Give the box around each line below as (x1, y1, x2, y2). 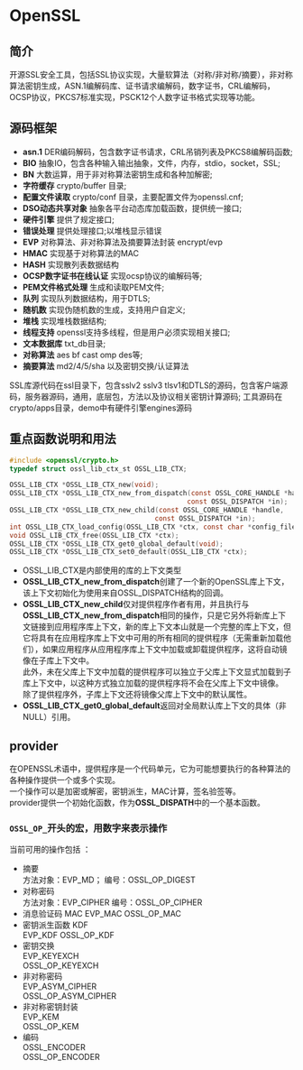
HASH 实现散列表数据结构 (22, 259, 120, 270)
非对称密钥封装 (22, 1001, 78, 1012)
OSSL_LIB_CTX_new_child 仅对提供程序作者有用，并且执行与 (22, 599, 250, 610)
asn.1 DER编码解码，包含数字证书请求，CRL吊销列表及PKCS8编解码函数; (22, 146, 293, 157)
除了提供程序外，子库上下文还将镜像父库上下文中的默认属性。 (22, 689, 252, 700)
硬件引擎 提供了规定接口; (22, 214, 115, 225)
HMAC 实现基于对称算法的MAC (22, 247, 140, 258)
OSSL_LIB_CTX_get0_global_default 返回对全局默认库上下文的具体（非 (22, 700, 287, 711)
